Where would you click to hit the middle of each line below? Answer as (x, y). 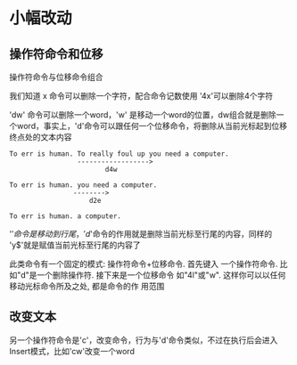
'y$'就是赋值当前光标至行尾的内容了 (75, 245)
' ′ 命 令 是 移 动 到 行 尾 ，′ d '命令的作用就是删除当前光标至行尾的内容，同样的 (141, 234)
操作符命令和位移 (56, 54)
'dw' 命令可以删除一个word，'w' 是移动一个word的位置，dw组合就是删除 (143, 115)
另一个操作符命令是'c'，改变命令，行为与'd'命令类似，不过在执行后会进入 (144, 340)
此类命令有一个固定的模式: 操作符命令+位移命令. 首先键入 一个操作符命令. (144, 264)
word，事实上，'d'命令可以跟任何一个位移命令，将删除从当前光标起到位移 (152, 126)
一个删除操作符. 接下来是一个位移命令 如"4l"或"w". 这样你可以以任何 (161, 275)
